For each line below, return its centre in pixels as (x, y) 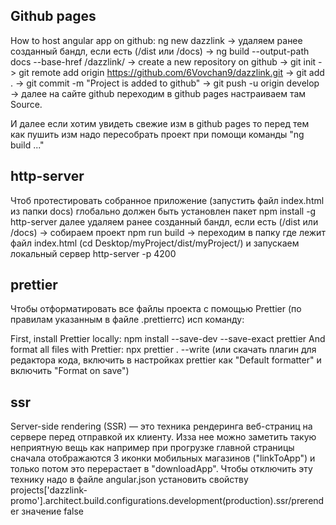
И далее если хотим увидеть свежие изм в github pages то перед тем (160, 123)
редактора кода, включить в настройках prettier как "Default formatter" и (166, 360)
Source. (26, 104)
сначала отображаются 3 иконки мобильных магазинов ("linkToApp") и (163, 458)
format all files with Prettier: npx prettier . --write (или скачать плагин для (163, 350)
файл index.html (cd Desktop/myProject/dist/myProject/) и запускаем (155, 243)
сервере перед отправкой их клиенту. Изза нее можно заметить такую (163, 437)
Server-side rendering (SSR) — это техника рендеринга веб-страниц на (161, 426)
